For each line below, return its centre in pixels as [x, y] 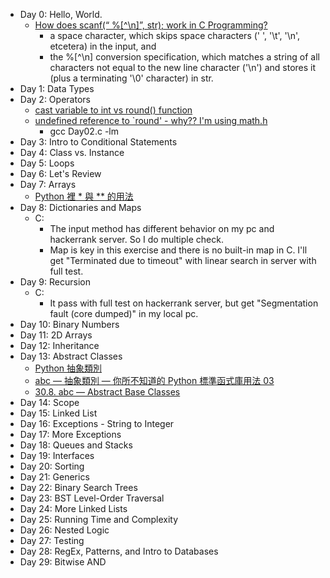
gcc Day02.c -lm [84, 131]
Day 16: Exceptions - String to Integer [97, 423]
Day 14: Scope [49, 402]
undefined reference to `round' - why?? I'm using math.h [151, 120]
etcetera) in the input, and [103, 46]
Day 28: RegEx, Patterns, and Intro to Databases [119, 551]
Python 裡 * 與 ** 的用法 [84, 196]
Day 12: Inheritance [59, 345]
